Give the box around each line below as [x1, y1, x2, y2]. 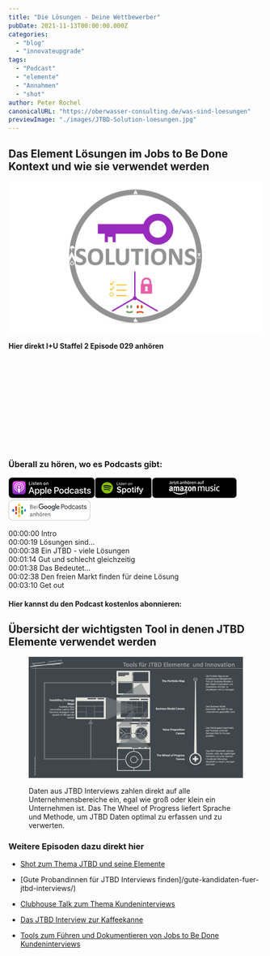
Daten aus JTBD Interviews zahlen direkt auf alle [28, 786, 191, 795]
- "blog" [15, 39, 45, 47]
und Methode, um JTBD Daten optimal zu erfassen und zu [28, 812, 222, 821]
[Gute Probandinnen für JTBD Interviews [19, 875, 156, 885]
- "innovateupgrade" [15, 47, 85, 56]
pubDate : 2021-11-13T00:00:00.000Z [8, 21, 129, 30]
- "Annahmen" [15, 81, 60, 89]
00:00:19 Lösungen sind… [8, 537, 95, 547]
